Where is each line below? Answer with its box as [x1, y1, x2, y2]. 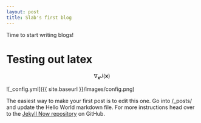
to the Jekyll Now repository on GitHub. [6, 110, 105, 118]
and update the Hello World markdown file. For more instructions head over [6, 104, 195, 111]
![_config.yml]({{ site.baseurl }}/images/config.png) [6, 85, 135, 93]
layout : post [6, 8, 39, 15]
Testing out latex [6, 52, 93, 66]
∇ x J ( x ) [94, 72, 111, 81]
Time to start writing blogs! [6, 31, 74, 38]
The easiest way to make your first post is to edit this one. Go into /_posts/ [6, 98, 192, 105]
